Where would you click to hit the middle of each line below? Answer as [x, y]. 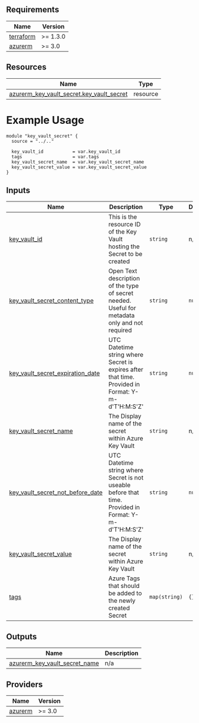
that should [124, 586]
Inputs [18, 190]
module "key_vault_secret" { [42, 136]
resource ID [125, 225]
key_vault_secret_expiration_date [54, 373]
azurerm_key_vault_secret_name [54, 663]
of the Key [123, 232]
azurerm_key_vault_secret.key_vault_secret [68, 94]
